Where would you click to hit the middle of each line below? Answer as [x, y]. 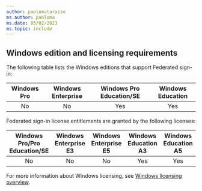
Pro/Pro [29, 144]
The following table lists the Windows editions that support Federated [92, 67]
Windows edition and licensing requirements [92, 53]
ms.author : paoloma [31, 17]
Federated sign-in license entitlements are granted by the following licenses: [101, 121]
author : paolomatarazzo [36, 12]
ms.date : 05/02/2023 [32, 23]
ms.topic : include [29, 29]
